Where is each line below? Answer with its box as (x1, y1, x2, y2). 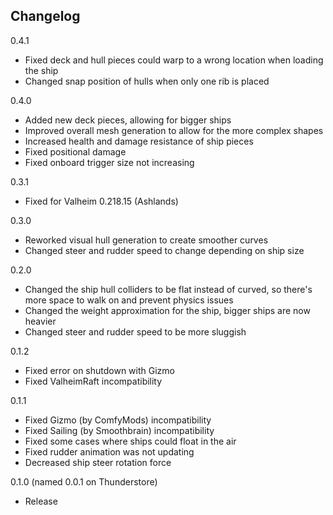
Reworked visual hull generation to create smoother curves (24, 234, 269, 246)
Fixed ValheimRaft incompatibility (24, 375, 163, 387)
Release (24, 495, 58, 507)
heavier (24, 315, 57, 327)
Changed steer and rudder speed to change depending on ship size (24, 244, 305, 256)
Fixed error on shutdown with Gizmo (24, 364, 175, 376)
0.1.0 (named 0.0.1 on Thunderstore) (10, 475, 158, 488)
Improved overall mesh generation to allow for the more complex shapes (24, 124, 324, 136)
